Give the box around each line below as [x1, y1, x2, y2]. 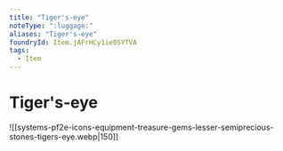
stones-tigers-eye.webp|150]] [9, 131, 119, 142]
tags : [9, 46, 29, 55]
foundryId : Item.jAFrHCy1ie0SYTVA [9, 37, 138, 47]
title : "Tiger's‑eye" [9, 12, 90, 22]
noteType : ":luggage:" [9, 21, 93, 30]
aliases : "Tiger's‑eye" [9, 29, 98, 38]
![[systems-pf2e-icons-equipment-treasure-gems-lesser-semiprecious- [9, 122, 274, 132]
